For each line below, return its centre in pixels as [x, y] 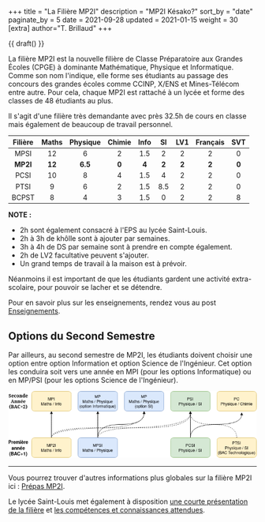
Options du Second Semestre [82, 336]
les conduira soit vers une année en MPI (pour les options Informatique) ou [130, 372]
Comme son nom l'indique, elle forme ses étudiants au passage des [118, 75]
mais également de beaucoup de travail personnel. [91, 124]
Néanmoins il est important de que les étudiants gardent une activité [119, 279]
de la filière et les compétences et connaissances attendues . [106, 509]
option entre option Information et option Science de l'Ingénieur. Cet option [130, 363]
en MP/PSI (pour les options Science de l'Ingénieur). [93, 380]
